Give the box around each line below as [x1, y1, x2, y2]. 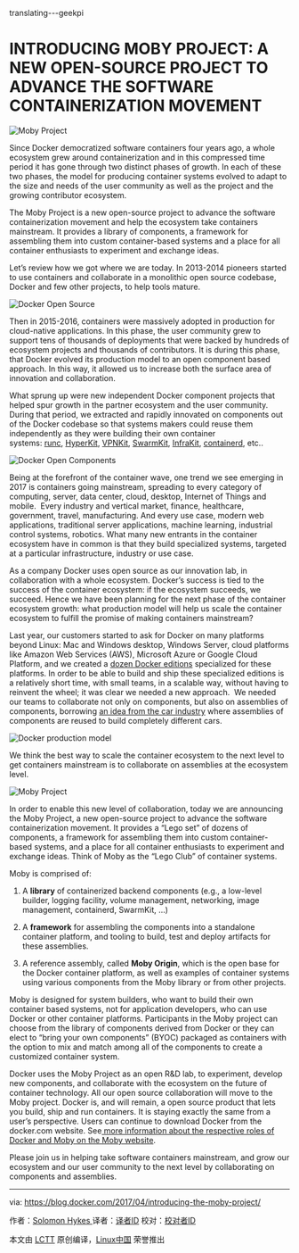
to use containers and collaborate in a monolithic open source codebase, [9, 271, 277, 282]
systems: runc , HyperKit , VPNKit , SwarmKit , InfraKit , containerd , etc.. [9, 437, 264, 448]
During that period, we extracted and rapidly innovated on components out [9, 409, 283, 419]
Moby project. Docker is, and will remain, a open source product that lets [9, 1097, 276, 1108]
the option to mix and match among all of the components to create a [9, 1041, 263, 1052]
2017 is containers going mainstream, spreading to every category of [9, 481, 263, 492]
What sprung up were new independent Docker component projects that [9, 390, 276, 401]
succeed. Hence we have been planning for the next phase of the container [9, 593, 287, 604]
